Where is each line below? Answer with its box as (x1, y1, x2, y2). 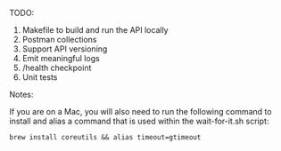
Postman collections (21, 35, 97, 44)
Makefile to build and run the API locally (21, 25, 169, 35)
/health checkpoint (21, 62, 92, 73)
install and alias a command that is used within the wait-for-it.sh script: (9, 115, 269, 126)
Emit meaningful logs (21, 53, 100, 63)
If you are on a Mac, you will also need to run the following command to (9, 107, 272, 116)
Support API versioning (21, 44, 108, 54)
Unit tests (21, 72, 58, 83)
